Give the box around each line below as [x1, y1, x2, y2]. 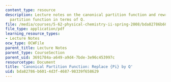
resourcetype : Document [5, 60, 56, 65]
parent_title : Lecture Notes [5, 45, 67, 50]
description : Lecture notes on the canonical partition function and [5, 12, 156, 17]
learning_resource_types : [5, 31, 60, 36]
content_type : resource [5, 7, 56, 13]
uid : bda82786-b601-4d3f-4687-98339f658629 [5, 69, 99, 74]
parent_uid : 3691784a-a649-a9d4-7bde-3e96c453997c [5, 54, 115, 60]
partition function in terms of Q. [10, 17, 85, 22]
